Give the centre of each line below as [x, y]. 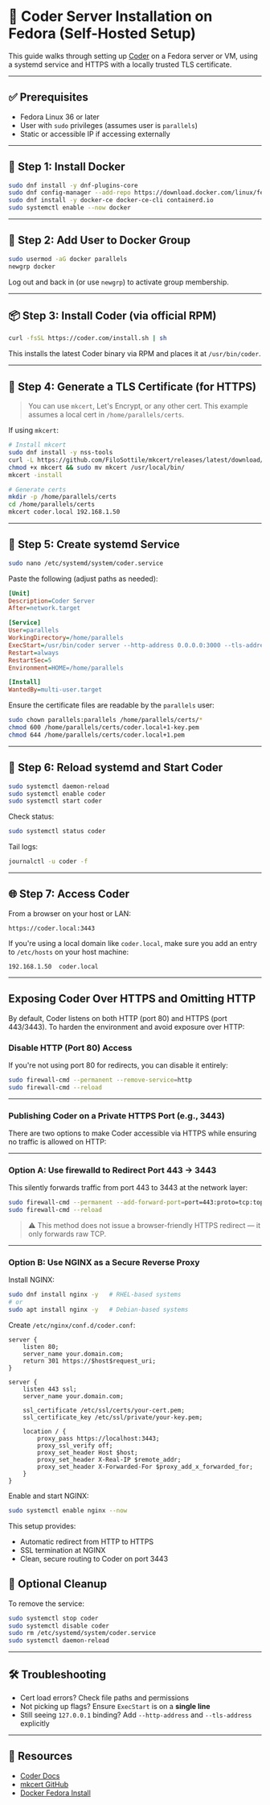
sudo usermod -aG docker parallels [68, 259]
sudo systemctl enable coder [57, 794]
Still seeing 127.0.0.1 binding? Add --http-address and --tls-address [136, 1715]
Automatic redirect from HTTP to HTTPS [87, 1542]
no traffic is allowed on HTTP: [57, 1141]
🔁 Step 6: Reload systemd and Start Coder [116, 768]
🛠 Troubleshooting [57, 1674]
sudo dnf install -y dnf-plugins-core [73, 185]
